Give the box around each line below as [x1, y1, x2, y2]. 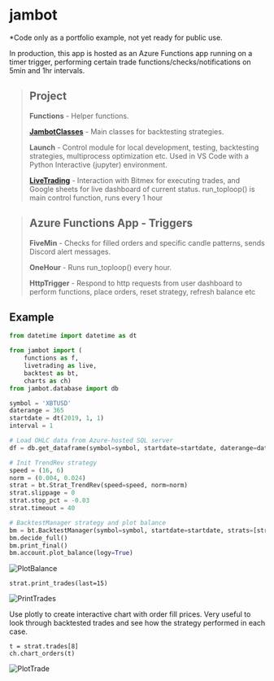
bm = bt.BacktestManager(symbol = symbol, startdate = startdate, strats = [9, 526, 254, 535]
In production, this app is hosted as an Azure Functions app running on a [9, 48, 253, 58]
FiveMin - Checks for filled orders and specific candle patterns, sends [28, 238, 265, 247]
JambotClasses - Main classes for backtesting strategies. [28, 126, 224, 136]
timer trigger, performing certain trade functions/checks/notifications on [9, 57, 251, 67]
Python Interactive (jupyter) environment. [28, 159, 167, 169]
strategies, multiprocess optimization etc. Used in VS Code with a [28, 151, 249, 160]
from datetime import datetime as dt [9, 332, 137, 340]
